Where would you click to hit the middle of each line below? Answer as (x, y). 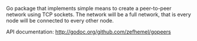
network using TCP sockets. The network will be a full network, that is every (99, 14)
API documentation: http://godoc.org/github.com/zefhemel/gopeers (88, 32)
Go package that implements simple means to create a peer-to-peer (89, 8)
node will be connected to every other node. (60, 20)
